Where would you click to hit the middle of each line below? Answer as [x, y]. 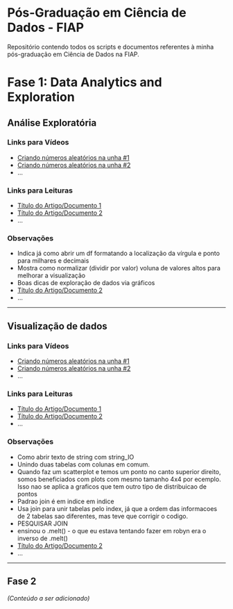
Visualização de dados [57, 326]
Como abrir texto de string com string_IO [76, 457]
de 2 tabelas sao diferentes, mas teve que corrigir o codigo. [103, 516]
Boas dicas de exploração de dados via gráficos [86, 283]
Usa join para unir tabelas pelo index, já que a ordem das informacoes [117, 508]
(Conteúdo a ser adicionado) [49, 598]
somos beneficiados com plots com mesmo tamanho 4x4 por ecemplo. [119, 479]
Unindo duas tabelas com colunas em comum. [84, 464]
